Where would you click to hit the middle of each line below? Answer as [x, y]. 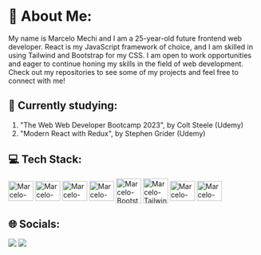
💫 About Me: [50, 16]
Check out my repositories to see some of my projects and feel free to [124, 72]
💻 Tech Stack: [45, 160]
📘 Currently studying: [63, 106]
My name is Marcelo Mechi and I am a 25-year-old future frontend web [125, 38]
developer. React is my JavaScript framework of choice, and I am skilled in [131, 46]
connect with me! [37, 80]
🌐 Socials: [34, 224]
